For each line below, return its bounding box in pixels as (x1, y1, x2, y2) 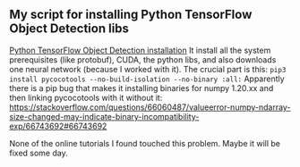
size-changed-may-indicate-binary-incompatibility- (9, 111, 200, 121)
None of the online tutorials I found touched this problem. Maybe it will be (9, 138, 280, 148)
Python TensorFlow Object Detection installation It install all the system (9, 45, 271, 55)
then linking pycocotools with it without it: (9, 92, 163, 103)
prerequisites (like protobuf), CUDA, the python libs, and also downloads (9, 54, 277, 65)
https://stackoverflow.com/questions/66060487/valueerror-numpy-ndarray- (9, 102, 291, 113)
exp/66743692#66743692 (9, 121, 107, 131)
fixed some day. (9, 147, 69, 158)
